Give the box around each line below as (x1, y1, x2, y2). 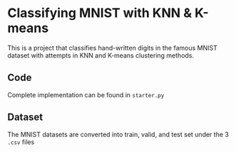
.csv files (7, 137, 35, 146)
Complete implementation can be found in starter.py (7, 90, 165, 99)
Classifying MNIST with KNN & (7, 5, 193, 21)
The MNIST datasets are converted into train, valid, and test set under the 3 (7, 130, 230, 139)
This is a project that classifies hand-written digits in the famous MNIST (7, 43, 217, 52)
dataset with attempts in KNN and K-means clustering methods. (7, 51, 195, 60)
